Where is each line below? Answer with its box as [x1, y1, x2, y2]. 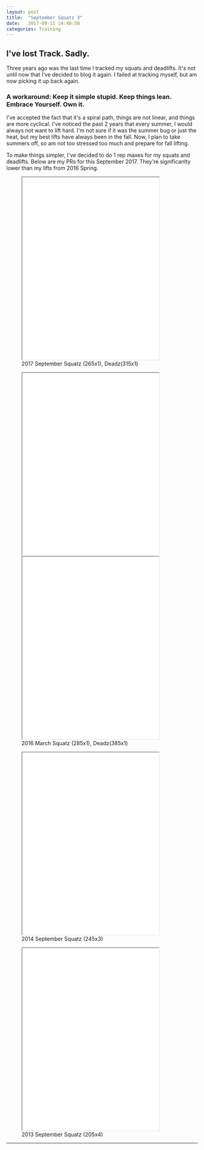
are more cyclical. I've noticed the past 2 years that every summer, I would [6, 120, 192, 128]
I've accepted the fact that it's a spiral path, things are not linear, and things [6, 114, 195, 122]
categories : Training [6, 26, 61, 32]
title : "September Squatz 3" [6, 15, 83, 21]
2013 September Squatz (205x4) [21, 1131, 103, 1138]
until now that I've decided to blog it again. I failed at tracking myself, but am [6, 71, 197, 78]
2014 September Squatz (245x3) [21, 935, 103, 943]
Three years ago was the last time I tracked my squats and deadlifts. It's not [6, 64, 196, 72]
